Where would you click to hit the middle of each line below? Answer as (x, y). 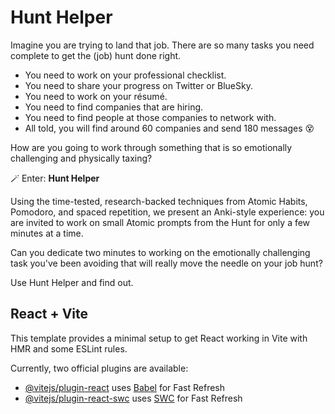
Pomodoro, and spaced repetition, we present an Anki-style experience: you (167, 212)
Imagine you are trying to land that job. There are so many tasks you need (162, 45)
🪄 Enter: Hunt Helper (55, 178)
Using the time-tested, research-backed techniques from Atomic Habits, (159, 201)
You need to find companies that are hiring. (114, 107)
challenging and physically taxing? (81, 158)
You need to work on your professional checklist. (125, 75)
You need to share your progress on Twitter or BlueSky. (138, 85)
